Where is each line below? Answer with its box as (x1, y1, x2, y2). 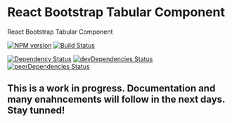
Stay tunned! (7, 105, 65, 117)
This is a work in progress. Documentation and (7, 82, 216, 95)
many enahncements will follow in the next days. (7, 93, 226, 105)
